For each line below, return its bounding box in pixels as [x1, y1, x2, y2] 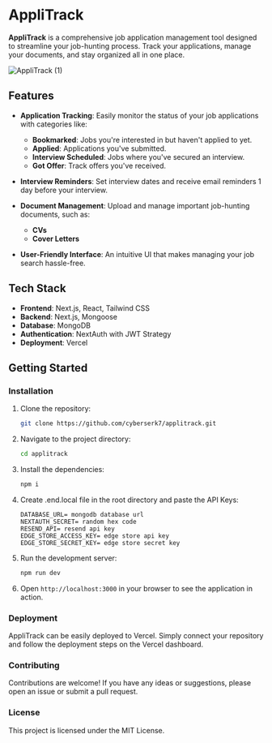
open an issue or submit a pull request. [8, 687, 138, 697]
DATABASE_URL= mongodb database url [19, 510, 144, 518]
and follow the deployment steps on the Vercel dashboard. [8, 639, 204, 650]
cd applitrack [19, 450, 68, 458]
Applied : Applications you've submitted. [32, 144, 167, 153]
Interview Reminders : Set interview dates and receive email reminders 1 [19, 176, 261, 186]
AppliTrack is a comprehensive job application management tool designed [8, 32, 257, 42]
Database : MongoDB [19, 320, 91, 330]
